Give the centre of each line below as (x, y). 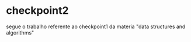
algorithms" (20, 32)
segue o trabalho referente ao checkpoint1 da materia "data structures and (96, 26)
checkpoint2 (37, 11)
